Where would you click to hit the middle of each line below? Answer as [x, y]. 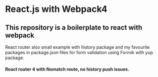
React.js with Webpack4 [56, 9]
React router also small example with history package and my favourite [78, 47]
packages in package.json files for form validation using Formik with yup [79, 52]
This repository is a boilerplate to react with [74, 28]
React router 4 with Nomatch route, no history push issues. [67, 69]
